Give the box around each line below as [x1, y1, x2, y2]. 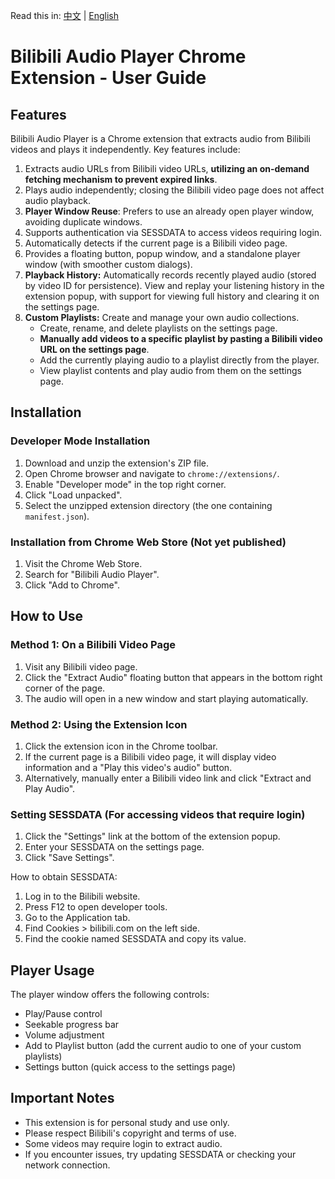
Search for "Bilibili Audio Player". [24, 568, 160, 580]
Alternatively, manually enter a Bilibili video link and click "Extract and [24, 772, 312, 784]
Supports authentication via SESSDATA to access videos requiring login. [24, 227, 323, 238]
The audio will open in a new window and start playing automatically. [24, 692, 309, 704]
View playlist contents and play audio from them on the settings [39, 365, 302, 376]
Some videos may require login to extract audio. [24, 1137, 223, 1149]
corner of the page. [24, 682, 106, 694]
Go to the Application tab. [24, 912, 131, 924]
